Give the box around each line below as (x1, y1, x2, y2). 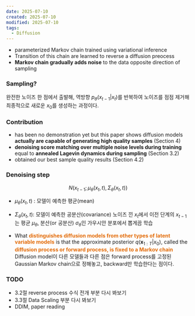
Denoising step (6, 171, 50, 179)
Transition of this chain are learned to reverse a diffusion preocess (14, 53, 175, 60)
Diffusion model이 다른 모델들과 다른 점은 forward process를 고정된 (14, 253, 172, 260)
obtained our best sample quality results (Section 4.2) (14, 156, 144, 163)
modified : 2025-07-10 (6, 19, 59, 25)
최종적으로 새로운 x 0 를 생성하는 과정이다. (6, 102, 99, 111)
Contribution (6, 118, 43, 126)
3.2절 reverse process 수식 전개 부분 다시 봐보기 (14, 289, 127, 296)
